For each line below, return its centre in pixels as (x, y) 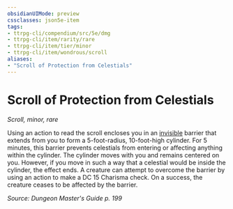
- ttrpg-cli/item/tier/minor (50, 46)
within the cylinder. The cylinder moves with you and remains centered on (113, 155)
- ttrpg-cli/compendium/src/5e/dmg (59, 33)
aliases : (20, 59)
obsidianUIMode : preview (43, 14)
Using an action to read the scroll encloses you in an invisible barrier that (112, 132)
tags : (15, 26)
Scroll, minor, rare (33, 119)
